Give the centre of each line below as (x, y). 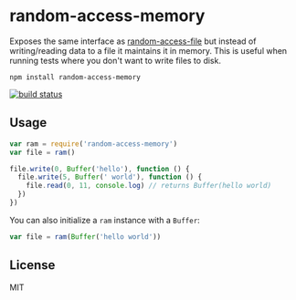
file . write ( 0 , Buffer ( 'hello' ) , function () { (100, 169)
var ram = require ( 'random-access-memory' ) (94, 144)
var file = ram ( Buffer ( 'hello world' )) (85, 237)
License (32, 265)
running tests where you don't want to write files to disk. (116, 60)
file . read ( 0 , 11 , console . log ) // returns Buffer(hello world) (149, 186)
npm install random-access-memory (75, 77)
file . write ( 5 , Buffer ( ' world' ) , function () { (110, 177)
